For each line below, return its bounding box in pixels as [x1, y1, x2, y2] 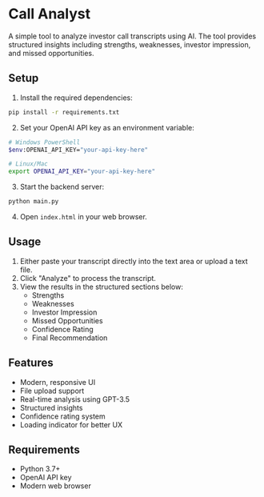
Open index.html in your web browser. [19, 212, 148, 221]
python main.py [8, 198, 59, 206]
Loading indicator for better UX [19, 419, 122, 429]
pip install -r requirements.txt [8, 108, 120, 116]
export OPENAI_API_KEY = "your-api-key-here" [8, 167, 156, 176]
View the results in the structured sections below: [19, 282, 184, 291]
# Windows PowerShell [8, 138, 81, 146]
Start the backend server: [19, 182, 105, 192]
